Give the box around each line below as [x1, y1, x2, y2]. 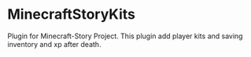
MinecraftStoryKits [7, 5, 135, 23]
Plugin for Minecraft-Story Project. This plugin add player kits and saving [7, 31, 243, 41]
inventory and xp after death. [7, 39, 102, 48]
